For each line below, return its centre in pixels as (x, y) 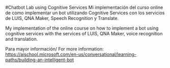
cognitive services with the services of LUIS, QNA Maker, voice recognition (84, 33)
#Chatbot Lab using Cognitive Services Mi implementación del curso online (84, 7)
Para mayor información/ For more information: (54, 49)
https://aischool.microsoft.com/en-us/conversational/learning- (71, 54)
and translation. (22, 39)
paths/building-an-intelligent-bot (40, 60)
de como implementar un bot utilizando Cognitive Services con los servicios (85, 13)
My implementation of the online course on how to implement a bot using (82, 28)
